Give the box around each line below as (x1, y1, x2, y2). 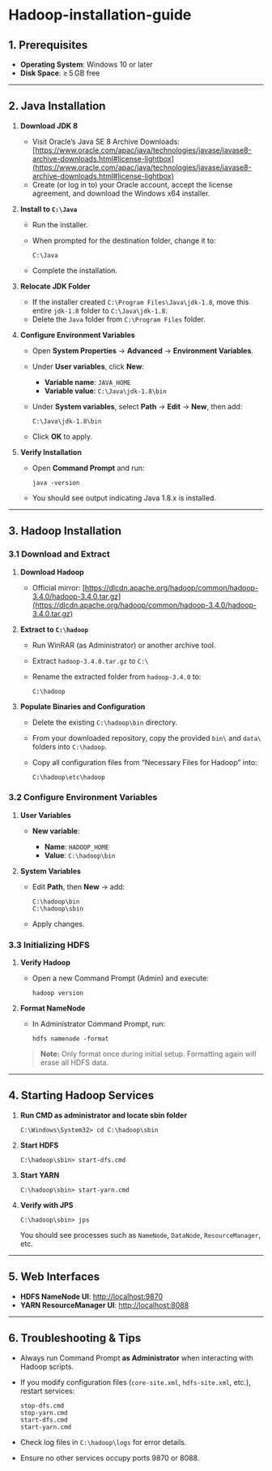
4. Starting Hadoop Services (8, 1088, 155, 1102)
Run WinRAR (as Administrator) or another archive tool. (32, 640, 216, 650)
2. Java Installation (8, 99, 106, 113)
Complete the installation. (32, 266, 117, 275)
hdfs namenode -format (32, 1035, 109, 1043)
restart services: (19, 1386, 75, 1395)
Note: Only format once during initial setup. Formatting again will (40, 1049, 257, 1059)
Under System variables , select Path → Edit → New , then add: (32, 401, 243, 411)
